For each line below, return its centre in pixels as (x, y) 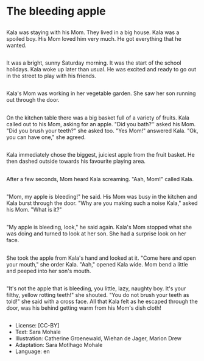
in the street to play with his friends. (51, 76)
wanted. (16, 45)
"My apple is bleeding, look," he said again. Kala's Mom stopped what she (99, 227)
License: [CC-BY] (37, 326)
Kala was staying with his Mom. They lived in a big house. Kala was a (93, 32)
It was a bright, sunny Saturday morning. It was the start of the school (94, 63)
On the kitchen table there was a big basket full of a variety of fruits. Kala (98, 118)
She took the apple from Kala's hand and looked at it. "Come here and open (101, 258)
